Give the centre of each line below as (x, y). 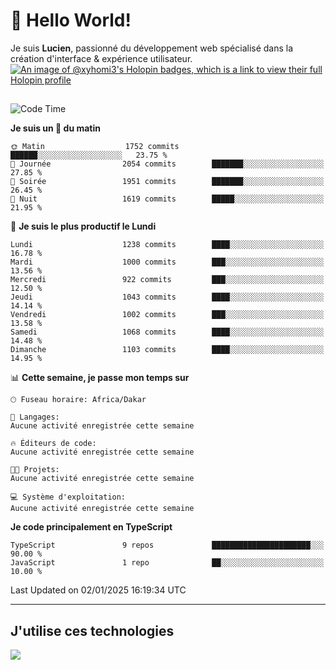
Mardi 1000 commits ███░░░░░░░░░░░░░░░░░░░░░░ (167, 262)
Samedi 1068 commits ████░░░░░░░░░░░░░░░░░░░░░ (167, 332)
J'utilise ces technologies (92, 630)
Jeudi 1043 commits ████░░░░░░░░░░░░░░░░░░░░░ (167, 297)
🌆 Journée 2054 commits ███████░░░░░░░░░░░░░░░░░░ (167, 164)
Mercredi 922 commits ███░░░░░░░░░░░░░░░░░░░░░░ (167, 280)
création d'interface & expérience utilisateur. (101, 58)
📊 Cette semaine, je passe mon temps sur (100, 378)
